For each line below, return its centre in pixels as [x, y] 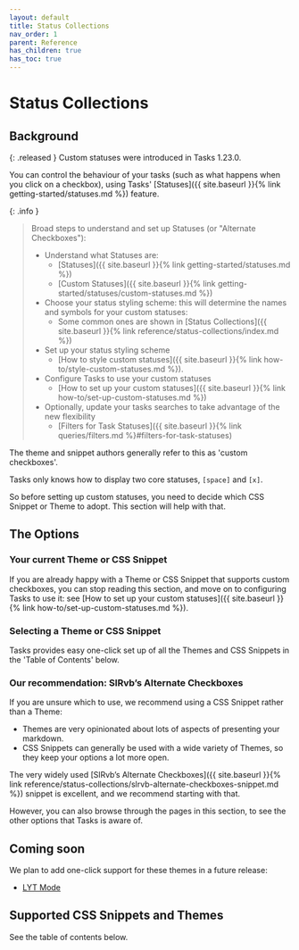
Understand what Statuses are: [101, 255]
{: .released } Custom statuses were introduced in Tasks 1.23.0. [125, 158]
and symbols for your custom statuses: [116, 312]
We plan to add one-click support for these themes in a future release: [138, 871]
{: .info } [24, 211]
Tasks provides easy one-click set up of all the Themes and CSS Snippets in [149, 650]
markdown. [43, 738]
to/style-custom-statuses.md [112, 369]
